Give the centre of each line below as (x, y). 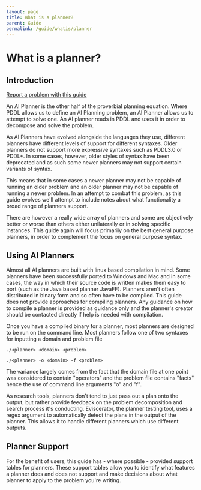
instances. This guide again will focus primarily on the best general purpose (100, 230)
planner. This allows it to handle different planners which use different (92, 422)
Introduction (30, 80)
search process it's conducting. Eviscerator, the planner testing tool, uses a (100, 409)
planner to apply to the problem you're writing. (64, 480)
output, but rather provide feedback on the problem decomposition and (94, 402)
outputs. (16, 428)
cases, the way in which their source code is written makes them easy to (96, 283)
